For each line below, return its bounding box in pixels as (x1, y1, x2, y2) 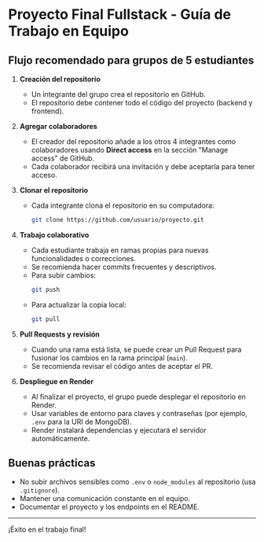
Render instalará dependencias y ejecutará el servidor (31, 425, 207, 434)
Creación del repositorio (19, 75, 101, 83)
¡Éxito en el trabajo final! (8, 525, 86, 534)
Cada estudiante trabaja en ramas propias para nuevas (31, 245, 209, 255)
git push (31, 286, 60, 293)
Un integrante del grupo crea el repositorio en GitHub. (31, 90, 206, 99)
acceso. (31, 171, 57, 179)
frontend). (31, 106, 64, 116)
